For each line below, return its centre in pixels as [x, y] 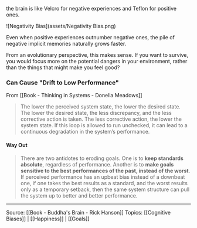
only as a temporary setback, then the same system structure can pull [105, 189]
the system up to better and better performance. [79, 195]
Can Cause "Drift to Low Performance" [62, 83]
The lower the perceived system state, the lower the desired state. [100, 107]
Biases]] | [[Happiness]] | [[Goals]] [48, 219]
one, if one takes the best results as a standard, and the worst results [104, 183]
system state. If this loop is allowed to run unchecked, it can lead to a [104, 125]
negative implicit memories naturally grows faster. [66, 44]
